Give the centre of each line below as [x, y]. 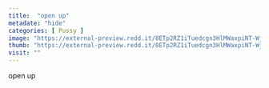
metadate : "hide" [37, 23]
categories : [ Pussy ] [46, 30]
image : [19, 38]
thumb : [19, 46]
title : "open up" [39, 16]
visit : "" [25, 53]
